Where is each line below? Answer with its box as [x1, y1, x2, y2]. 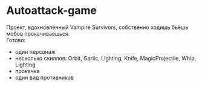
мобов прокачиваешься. [6, 30, 70, 37]
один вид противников [15, 74, 74, 81]
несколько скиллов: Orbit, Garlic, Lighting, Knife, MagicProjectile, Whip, [15, 54, 197, 62]
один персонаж [15, 48, 56, 55]
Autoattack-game [6, 4, 97, 18]
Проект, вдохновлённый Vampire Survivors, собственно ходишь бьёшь [6, 24, 189, 31]
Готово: [6, 36, 26, 43]
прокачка [15, 67, 40, 74]
